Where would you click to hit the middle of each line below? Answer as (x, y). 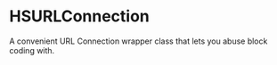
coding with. (32, 50)
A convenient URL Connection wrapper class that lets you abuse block (138, 41)
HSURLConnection (79, 16)
